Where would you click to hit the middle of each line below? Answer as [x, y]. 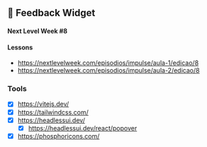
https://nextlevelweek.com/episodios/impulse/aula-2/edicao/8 [108, 71]
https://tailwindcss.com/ [53, 112]
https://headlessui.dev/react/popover [83, 128]
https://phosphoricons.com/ [58, 136]
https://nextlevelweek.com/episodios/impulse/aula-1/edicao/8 [108, 63]
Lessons [20, 47]
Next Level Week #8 [38, 31]
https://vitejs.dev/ [43, 104]
